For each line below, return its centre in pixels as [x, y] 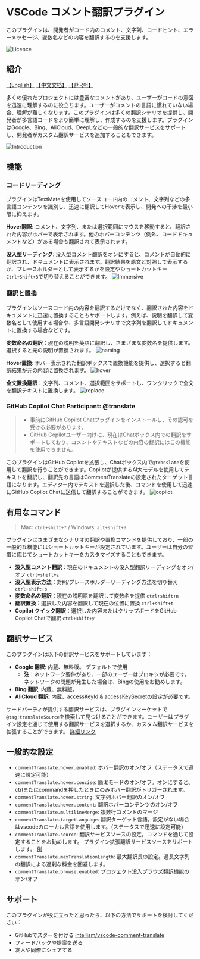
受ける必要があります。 [58, 427]
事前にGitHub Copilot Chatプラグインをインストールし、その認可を [111, 420]
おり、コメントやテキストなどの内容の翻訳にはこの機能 [123, 442]
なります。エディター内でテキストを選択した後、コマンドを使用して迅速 [104, 485]
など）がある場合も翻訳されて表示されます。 [76, 242]
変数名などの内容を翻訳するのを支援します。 [97, 37]
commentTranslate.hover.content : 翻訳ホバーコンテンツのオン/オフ [96, 805]
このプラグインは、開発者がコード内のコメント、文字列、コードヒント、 [95, 30]
